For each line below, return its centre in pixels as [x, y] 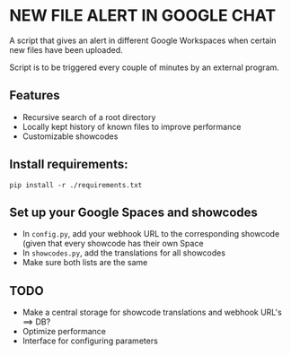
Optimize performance [64, 332]
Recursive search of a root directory [89, 117]
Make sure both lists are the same [85, 263]
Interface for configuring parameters [90, 341]
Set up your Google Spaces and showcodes [134, 212]
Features [35, 95]
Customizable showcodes [70, 136]
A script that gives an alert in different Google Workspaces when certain [143, 40]
